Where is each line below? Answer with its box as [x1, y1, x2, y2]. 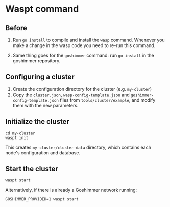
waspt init [5, 135, 29, 141]
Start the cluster [5, 165, 59, 173]
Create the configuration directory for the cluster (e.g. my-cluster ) [12, 86, 152, 92]
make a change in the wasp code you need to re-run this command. [12, 42, 156, 49]
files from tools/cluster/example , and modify [59, 97, 156, 103]
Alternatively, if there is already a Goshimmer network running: [5, 187, 137, 193]
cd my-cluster [5, 131, 36, 136]
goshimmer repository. [12, 58, 61, 64]
